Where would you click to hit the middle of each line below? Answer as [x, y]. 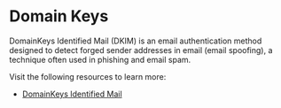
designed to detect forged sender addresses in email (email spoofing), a [141, 50]
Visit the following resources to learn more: [88, 76]
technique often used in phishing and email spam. [100, 59]
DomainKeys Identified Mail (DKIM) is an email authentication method [136, 41]
